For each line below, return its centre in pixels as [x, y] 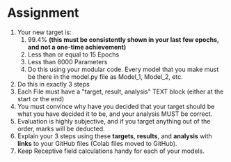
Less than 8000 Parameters [67, 61]
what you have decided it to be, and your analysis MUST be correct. [115, 114]
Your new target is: [44, 32]
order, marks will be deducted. [61, 128]
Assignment [43, 13]
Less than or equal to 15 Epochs [73, 54]
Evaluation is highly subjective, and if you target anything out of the [114, 121]
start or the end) [41, 98]
